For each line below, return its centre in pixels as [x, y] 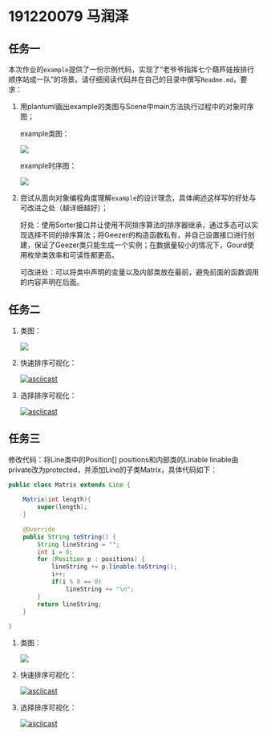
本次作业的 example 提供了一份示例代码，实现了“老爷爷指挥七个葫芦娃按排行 [131, 69]
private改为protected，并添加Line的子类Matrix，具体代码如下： [113, 470]
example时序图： [48, 166]
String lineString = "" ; [79, 544]
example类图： [44, 134]
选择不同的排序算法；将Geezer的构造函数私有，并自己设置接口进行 [138, 235]
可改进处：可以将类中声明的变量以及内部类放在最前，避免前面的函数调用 [139, 272]
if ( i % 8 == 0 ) [77, 582]
